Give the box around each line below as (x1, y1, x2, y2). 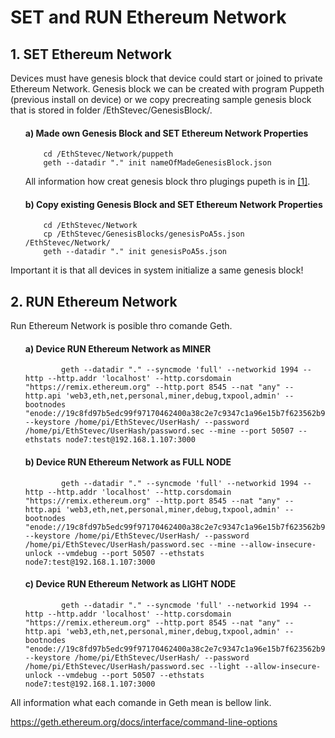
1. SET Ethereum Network (10, 46, 172, 63)
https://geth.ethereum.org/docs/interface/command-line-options (10, 716, 278, 728)
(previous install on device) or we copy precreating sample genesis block (10, 94, 312, 105)
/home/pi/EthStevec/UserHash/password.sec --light (24, 661, 241, 671)
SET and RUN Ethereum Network (10, 6, 287, 29)
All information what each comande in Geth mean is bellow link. (10, 696, 272, 708)
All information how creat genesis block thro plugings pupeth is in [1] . (24, 176, 311, 188)
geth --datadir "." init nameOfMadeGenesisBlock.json (43, 158, 272, 168)
